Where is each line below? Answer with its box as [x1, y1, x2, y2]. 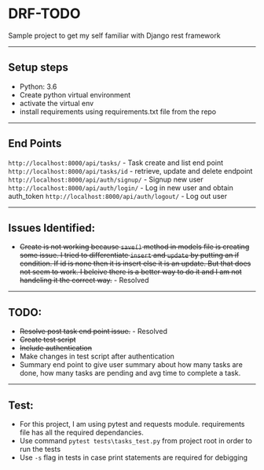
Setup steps [8, 61, 68, 75]
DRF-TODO [8, 5, 81, 23]
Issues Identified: [8, 221, 96, 234]
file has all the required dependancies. [19, 428, 144, 437]
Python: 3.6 [19, 82, 57, 91]
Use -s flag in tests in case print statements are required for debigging [19, 453, 248, 462]
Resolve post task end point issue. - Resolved [19, 327, 167, 336]
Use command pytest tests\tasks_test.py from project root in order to [19, 436, 253, 445]
